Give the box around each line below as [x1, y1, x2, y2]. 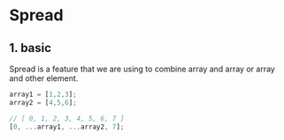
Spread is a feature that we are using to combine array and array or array [9, 63, 276, 74]
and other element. [9, 73, 79, 84]
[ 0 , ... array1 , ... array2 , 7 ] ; [9, 122, 125, 131]
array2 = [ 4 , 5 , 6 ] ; [9, 98, 77, 107]
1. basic [9, 41, 51, 55]
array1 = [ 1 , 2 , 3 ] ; [9, 90, 77, 99]
